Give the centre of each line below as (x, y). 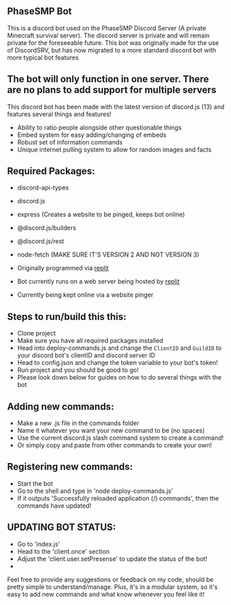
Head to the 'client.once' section (63, 551)
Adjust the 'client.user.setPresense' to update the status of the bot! (112, 559)
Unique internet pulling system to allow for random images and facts (114, 149)
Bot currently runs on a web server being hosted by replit (98, 281)
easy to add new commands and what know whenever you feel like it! (106, 594)
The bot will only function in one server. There (108, 79)
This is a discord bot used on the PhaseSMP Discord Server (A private (107, 28)
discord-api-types (43, 188)
